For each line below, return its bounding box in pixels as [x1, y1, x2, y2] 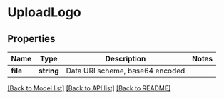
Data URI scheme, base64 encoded [66, 66, 185, 75]
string [38, 66, 59, 75]
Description [105, 54, 146, 63]
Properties [7, 33, 56, 45]
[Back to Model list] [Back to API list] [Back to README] [7, 84, 171, 93]
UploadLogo [7, 4, 81, 21]
